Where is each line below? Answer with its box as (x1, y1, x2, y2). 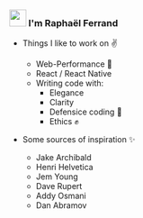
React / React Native (35, 68, 112, 79)
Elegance (49, 87, 85, 98)
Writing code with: (35, 77, 104, 89)
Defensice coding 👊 (49, 106, 123, 117)
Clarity (49, 97, 75, 108)
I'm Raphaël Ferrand (28, 16, 119, 29)
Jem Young (35, 171, 78, 182)
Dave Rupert (35, 181, 83, 192)
